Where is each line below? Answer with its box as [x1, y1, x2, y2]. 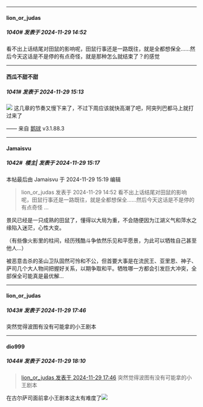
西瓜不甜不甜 [6, 73, 38, 80]
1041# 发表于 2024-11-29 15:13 [6, 88, 85, 95]
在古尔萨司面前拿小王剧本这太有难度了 [6, 394, 101, 402]
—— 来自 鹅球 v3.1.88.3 [6, 125, 65, 132]
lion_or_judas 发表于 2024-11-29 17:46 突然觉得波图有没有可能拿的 [21, 374, 187, 381]
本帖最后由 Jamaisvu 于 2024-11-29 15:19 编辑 [6, 176, 121, 183]
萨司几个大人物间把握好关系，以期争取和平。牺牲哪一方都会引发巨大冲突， [6, 264, 192, 272]
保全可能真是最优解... [11, 272, 65, 280]
